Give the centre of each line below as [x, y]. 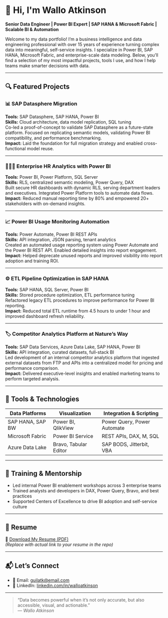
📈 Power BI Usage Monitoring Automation [57, 221]
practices [22, 496]
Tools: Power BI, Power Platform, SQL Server [52, 177]
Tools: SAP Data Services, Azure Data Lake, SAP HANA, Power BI [73, 347]
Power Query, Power [126, 421]
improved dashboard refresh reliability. [45, 316]
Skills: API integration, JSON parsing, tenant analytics [61, 240]
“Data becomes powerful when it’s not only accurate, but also [81, 600]
